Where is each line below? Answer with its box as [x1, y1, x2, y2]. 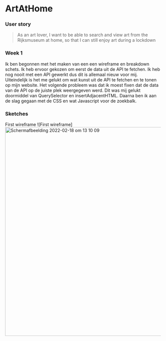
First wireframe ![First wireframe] [5, 122, 73, 128]
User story [5, 21, 31, 28]
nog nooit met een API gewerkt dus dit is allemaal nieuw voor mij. [5, 71, 138, 77]
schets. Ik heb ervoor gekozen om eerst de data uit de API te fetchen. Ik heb [5, 66, 161, 72]
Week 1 [5, 50, 23, 57]
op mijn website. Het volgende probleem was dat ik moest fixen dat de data [5, 82, 159, 88]
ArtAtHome [5, 3, 53, 14]
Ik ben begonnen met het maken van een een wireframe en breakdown [5, 61, 150, 67]
